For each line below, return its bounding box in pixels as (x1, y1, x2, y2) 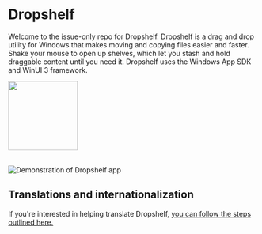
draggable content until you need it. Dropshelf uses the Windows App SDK (8, 57, 252, 66)
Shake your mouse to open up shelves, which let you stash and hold (8, 48, 231, 58)
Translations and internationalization (8, 188, 194, 202)
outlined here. (8, 217, 54, 227)
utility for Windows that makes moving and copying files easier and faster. (8, 40, 249, 49)
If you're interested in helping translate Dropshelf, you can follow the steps (8, 209, 252, 218)
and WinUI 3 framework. (8, 65, 89, 74)
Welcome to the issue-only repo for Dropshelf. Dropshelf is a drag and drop (8, 32, 255, 41)
